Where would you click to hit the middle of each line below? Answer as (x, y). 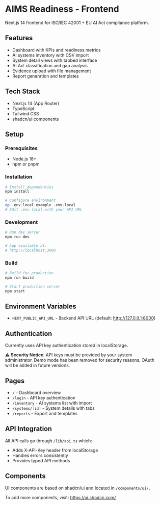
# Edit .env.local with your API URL (44, 210)
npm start (15, 291)
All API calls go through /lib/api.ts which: (49, 441)
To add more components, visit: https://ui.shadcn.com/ (61, 497)
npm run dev (17, 237)
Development (22, 222)
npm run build (20, 278)
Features (19, 38)
